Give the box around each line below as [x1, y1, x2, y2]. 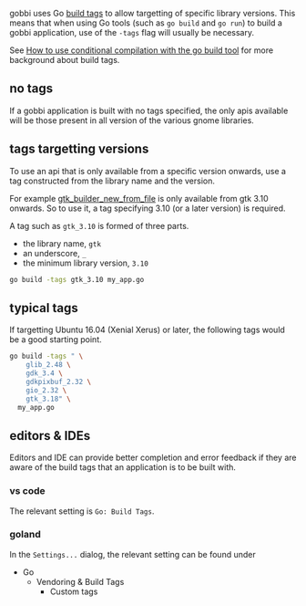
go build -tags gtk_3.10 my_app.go [9, 275, 145, 284]
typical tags [9, 300, 79, 316]
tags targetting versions [9, 141, 149, 157]
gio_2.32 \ [25, 385, 67, 395]
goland [9, 528, 41, 541]
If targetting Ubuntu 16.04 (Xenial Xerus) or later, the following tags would [9, 324, 285, 336]
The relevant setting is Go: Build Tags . [9, 506, 155, 517]
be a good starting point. [9, 334, 102, 345]
